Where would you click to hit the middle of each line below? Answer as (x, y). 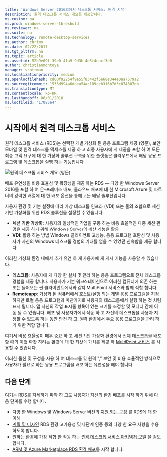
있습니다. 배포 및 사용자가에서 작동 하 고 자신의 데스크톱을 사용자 (90, 313)
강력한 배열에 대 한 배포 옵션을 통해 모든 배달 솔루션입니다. (71, 196)
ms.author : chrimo (24, 42)
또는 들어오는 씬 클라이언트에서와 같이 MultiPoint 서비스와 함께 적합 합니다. (85, 288)
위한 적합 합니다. (34, 325)
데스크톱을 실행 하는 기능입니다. (54, 162)
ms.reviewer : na (22, 28)
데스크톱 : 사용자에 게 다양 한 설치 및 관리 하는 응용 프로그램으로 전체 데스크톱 (86, 275)
